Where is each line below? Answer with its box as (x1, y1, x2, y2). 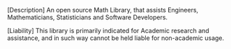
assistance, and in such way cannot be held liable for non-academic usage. (7, 34, 225, 42)
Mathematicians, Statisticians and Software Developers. (7, 13, 168, 21)
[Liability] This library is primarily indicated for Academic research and (7, 27, 209, 35)
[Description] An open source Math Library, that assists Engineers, (7, 6, 199, 14)
